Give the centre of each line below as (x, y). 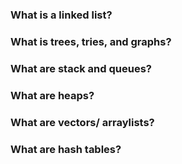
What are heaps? (52, 95)
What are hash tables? (66, 149)
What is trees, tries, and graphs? (91, 41)
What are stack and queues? (81, 68)
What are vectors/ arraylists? (82, 122)
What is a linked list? (61, 15)
